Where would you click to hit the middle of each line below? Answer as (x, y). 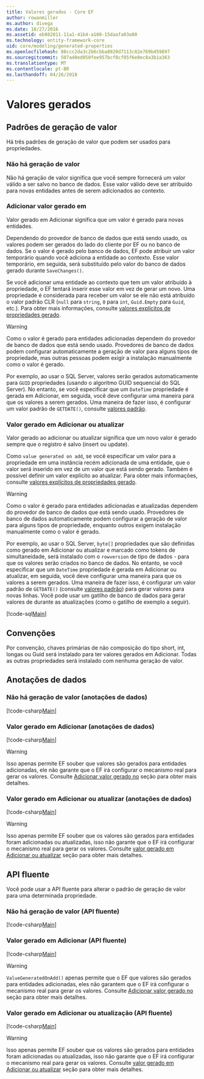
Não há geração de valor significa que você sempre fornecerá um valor (96, 177)
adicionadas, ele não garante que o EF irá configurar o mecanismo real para (101, 770)
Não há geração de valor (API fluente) (63, 911)
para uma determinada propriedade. (52, 896)
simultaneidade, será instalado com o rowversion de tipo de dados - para (98, 557)
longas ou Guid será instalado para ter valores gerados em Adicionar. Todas (101, 654)
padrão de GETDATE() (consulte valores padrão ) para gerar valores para (95, 589)
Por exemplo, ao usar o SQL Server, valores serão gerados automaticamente (102, 376)
